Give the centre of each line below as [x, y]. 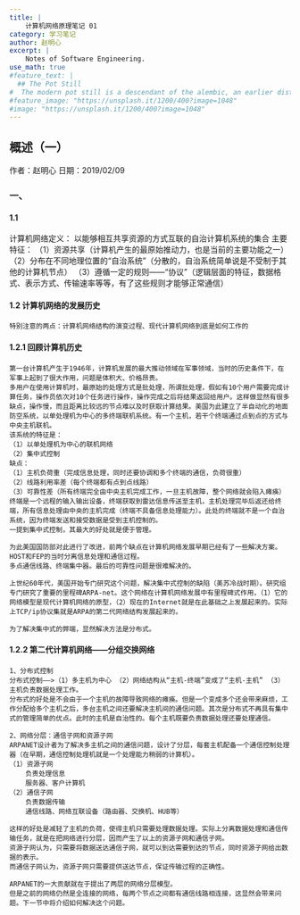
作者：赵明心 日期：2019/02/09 [67, 171]
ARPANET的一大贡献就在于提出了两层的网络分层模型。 [93, 884]
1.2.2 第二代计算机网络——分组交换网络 [82, 650]
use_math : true [37, 68]
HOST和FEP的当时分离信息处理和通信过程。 [77, 556]
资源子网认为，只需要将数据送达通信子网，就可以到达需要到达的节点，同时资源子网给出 [146, 848]
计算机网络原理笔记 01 [62, 26]
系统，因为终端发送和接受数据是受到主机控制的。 [86, 520]
